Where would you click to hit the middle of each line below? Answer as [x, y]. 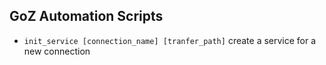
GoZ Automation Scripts [86, 16]
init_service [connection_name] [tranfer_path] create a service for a [170, 40]
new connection [57, 51]
